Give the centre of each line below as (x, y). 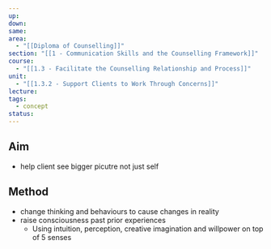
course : (21, 62)
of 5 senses (52, 237)
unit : (17, 76)
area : (17, 39)
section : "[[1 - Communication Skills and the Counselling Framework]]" (133, 54)
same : (17, 31)
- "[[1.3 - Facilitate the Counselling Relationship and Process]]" (133, 69)
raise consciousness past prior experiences (93, 220)
